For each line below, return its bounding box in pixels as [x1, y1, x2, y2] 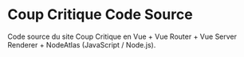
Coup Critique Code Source [7, 6, 193, 24]
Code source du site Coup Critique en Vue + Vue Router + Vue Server [7, 32, 237, 41]
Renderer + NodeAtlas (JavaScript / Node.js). [7, 40, 156, 49]
